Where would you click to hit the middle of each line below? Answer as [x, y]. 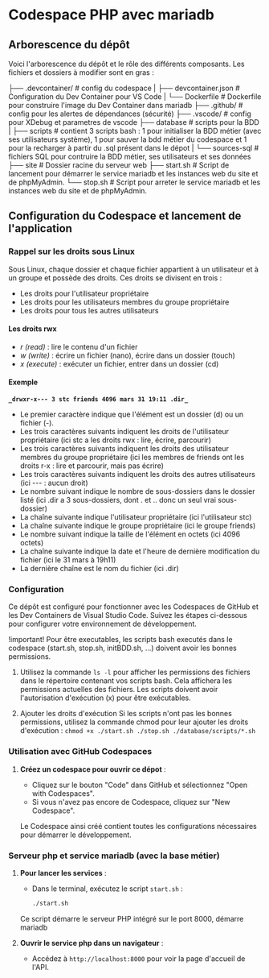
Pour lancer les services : [63, 872]
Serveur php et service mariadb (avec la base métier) [114, 856]
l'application [40, 228]
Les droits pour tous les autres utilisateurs [89, 310]
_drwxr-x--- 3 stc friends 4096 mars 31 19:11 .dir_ [98, 400]
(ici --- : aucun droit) [54, 483]
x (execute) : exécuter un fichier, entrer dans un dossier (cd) [119, 363]
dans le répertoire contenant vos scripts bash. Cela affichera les [126, 681]
